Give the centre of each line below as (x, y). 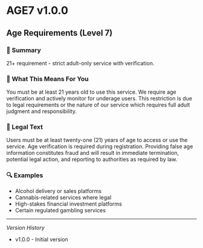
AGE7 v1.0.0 (37, 11)
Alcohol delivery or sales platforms (58, 191)
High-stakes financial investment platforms (68, 204)
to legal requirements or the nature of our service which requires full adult (98, 105)
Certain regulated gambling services (60, 210)
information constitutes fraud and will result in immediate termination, (93, 153)
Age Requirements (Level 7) (60, 33)
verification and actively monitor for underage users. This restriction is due (99, 99)
